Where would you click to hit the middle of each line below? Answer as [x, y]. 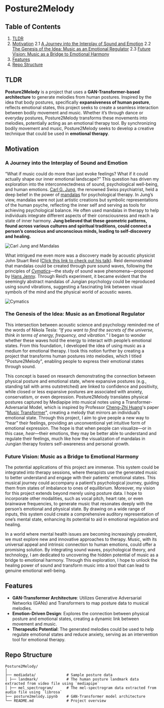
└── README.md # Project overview [56, 701]
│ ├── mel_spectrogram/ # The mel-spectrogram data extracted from [81, 688]
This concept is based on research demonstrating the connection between [80, 376]
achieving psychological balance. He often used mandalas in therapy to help [82, 210]
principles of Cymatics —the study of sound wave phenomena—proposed [79, 271]
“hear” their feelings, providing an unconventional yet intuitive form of [75, 423]
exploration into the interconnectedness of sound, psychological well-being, [82, 184]
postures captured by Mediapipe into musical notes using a [65, 402]
